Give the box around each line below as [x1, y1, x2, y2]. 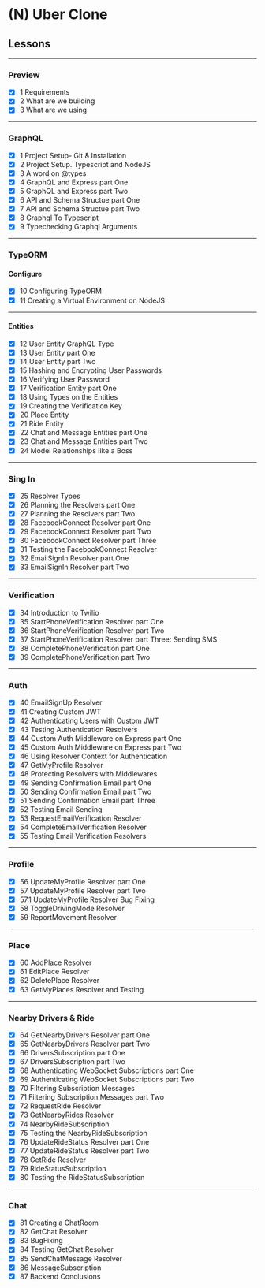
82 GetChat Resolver [19, 1227, 88, 1237]
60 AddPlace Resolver [19, 958, 92, 967]
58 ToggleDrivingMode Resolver [19, 903, 125, 913]
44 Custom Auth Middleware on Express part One [19, 733, 182, 743]
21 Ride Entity [19, 419, 65, 429]
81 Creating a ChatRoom [19, 1218, 99, 1227]
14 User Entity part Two [19, 356, 96, 366]
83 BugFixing [19, 1236, 63, 1245]
